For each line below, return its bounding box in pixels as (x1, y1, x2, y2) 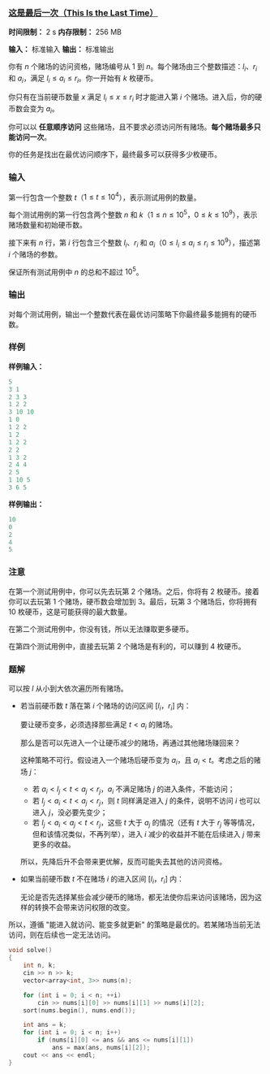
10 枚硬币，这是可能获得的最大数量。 (8, 607, 132, 617)
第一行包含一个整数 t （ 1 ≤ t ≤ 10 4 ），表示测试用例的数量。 (8, 191, 201, 202)
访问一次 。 (15, 132, 51, 142)
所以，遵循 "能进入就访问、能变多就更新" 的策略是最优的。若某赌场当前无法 (8, 920, 261, 929)
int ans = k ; (23, 1021, 67, 1029)
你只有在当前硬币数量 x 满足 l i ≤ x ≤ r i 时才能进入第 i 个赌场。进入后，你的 (8, 92, 255, 103)
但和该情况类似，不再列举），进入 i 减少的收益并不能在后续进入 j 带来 (32, 829, 261, 838)
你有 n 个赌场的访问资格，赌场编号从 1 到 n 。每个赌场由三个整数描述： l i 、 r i (8, 62, 258, 74)
